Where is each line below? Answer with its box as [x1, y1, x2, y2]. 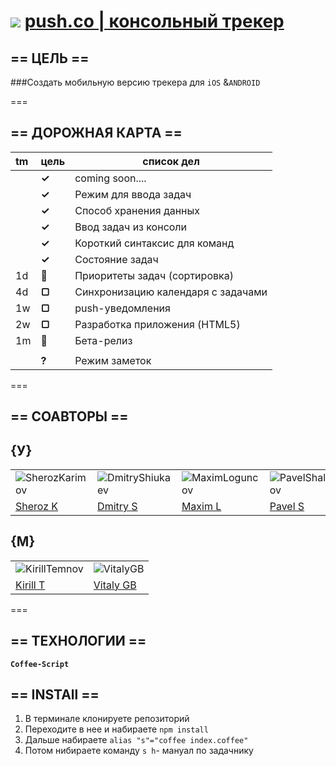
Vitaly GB [93, 578, 137, 592]
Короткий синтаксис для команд [74, 236, 235, 250]
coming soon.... [74, 171, 147, 185]
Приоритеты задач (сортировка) [74, 268, 234, 282]
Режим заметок [74, 353, 152, 367]
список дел [142, 154, 200, 168]
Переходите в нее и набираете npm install [24, 723, 209, 735]
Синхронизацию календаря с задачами [74, 285, 268, 299]
